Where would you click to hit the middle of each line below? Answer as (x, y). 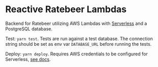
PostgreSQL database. (29, 28)
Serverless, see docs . (28, 59)
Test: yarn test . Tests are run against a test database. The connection (79, 39)
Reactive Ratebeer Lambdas (66, 9)
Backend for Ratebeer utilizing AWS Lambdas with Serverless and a (76, 23)
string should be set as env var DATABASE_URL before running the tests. (78, 44)
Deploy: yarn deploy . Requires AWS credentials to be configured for (76, 54)
